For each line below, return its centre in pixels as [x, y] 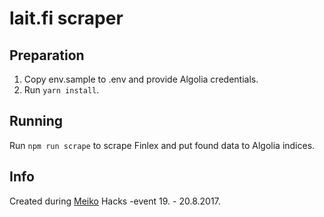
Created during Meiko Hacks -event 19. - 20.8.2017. [115, 201]
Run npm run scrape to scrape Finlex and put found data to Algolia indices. [162, 145]
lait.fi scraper [66, 18]
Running [36, 121]
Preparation [47, 55]
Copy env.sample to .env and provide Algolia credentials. [141, 79]
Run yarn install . [61, 90]
